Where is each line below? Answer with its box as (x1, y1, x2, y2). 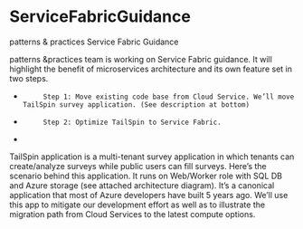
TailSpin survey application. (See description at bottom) (22, 100, 251, 110)
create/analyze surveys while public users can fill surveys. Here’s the (9, 160, 267, 171)
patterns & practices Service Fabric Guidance (9, 36, 179, 47)
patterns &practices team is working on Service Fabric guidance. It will (9, 53, 273, 64)
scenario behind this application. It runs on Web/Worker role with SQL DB (9, 170, 283, 181)
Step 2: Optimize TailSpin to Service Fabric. (43, 118, 222, 127)
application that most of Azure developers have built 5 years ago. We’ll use (9, 189, 289, 200)
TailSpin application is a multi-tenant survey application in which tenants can (9, 151, 295, 162)
